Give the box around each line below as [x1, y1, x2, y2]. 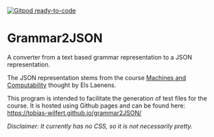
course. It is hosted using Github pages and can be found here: [7, 101, 186, 110]
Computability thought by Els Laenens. [7, 81, 117, 89]
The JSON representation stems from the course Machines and [7, 73, 187, 82]
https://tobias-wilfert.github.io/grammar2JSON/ [7, 108, 142, 116]
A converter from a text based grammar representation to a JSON [7, 53, 193, 61]
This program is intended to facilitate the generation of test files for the [7, 94, 207, 102]
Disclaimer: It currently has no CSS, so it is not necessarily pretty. [7, 122, 193, 130]
